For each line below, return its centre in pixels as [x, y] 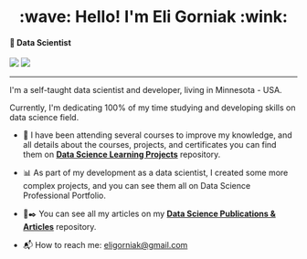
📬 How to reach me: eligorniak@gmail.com [105, 245]
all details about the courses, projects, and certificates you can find [149, 145]
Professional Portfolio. [64, 196]
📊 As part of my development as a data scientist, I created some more [155, 173]
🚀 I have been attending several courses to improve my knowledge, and [157, 135]
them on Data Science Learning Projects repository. [122, 155]
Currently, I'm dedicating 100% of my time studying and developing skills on [153, 108]
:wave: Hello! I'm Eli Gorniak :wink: [153, 17]
